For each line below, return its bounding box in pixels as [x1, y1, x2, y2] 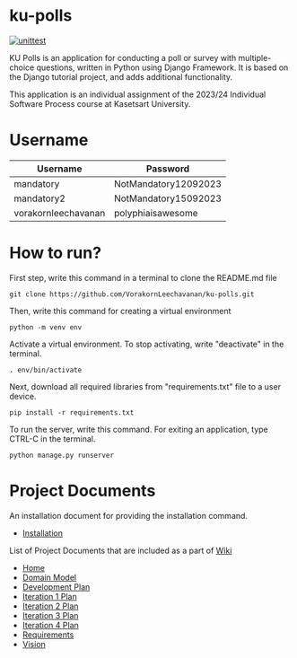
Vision [22, 638, 47, 649]
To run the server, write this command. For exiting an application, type [9, 424, 269, 434]
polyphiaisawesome [113, 206, 198, 219]
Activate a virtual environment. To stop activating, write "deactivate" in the [9, 338, 284, 349]
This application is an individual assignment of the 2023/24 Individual [9, 89, 266, 100]
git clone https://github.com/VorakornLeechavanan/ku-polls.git [9, 289, 255, 299]
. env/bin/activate [9, 365, 83, 374]
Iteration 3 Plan [22, 610, 79, 620]
